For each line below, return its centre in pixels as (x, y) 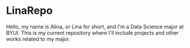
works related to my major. (38, 39)
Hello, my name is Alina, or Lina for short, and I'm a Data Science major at (95, 27)
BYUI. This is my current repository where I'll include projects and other (92, 32)
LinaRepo (29, 11)
